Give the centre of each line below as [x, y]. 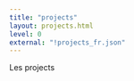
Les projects [32, 68]
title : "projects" [43, 17]
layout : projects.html [51, 26]
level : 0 [25, 34]
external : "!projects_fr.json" [67, 42]
